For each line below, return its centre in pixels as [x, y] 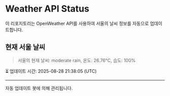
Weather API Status [47, 9]
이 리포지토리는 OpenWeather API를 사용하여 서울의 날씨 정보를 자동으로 [77, 23]
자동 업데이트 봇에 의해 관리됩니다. [39, 88]
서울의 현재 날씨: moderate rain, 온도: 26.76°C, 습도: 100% [76, 60]
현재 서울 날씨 [25, 47]
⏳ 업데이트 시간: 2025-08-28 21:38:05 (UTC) [51, 71]
